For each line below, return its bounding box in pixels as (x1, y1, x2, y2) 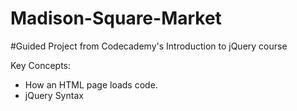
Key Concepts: (10, 59, 72, 71)
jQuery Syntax (24, 89, 84, 101)
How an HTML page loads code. (24, 78, 158, 91)
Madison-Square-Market (10, 7, 222, 30)
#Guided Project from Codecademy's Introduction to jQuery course (10, 40, 288, 52)
